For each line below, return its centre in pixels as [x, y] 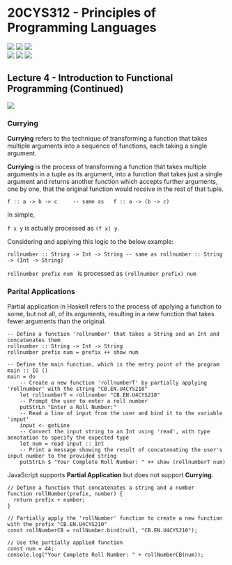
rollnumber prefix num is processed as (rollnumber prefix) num [102, 274]
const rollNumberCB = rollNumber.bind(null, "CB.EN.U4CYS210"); [102, 531]
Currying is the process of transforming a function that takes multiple [107, 167]
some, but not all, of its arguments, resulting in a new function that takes [111, 314]
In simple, [21, 215]
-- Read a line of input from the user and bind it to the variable [121, 413]
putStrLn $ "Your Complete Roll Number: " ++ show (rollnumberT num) [123, 462]
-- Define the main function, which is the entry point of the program [113, 365]
